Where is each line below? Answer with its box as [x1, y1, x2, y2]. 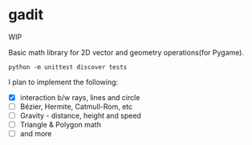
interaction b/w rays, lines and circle [19, 92, 140, 102]
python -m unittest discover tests [8, 62, 128, 71]
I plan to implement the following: [8, 77, 119, 87]
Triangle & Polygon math [19, 120, 102, 130]
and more [19, 129, 52, 139]
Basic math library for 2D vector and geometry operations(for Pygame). [8, 47, 245, 57]
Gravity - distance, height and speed [19, 111, 142, 121]
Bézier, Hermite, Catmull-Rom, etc [19, 102, 133, 111]
